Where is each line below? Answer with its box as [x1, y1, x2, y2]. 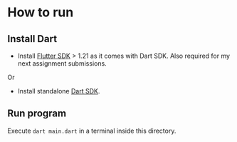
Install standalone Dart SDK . [17, 87, 100, 95]
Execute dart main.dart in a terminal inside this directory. [7, 126, 177, 135]
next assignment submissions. [17, 59, 107, 68]
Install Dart [7, 33, 58, 45]
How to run [7, 4, 74, 21]
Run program [7, 108, 66, 120]
